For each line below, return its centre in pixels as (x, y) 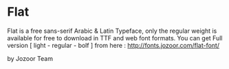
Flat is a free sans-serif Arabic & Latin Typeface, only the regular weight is (112, 31)
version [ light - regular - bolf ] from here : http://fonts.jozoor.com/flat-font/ (113, 45)
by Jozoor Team (30, 58)
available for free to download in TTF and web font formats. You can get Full (115, 38)
